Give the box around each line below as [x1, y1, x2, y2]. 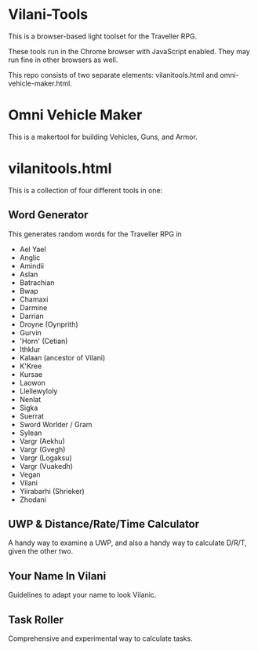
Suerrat [19, 411, 45, 421]
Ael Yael [19, 244, 46, 254]
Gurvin [19, 327, 42, 337]
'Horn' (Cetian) [19, 336, 68, 346]
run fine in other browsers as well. [8, 55, 118, 64]
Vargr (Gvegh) [19, 444, 66, 454]
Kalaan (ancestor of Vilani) [19, 353, 106, 362]
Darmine [19, 302, 48, 312]
